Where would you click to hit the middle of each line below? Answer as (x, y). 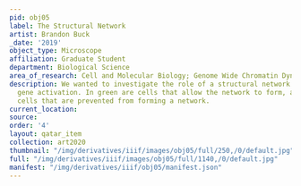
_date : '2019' (36, 42)
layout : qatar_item (46, 134)
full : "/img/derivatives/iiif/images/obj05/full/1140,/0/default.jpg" (144, 159)
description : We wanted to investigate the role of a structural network (150, 84)
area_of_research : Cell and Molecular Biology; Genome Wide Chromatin (144, 76)
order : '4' (30, 126)
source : (24, 117)
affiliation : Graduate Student (68, 59)
